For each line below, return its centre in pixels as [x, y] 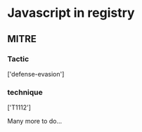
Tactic [18, 59]
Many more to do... [35, 121]
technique [25, 92]
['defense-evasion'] [36, 74]
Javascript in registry [71, 13]
